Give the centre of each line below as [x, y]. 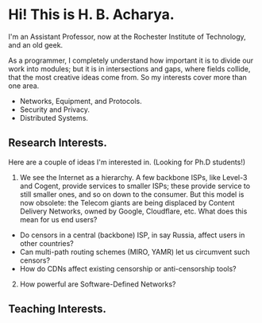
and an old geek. [36, 44]
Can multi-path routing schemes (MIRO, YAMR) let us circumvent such [135, 252]
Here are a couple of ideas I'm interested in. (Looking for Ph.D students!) [127, 162]
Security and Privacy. [54, 110]
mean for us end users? [58, 219]
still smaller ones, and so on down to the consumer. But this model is [132, 194]
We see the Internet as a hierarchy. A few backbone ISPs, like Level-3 [133, 177]
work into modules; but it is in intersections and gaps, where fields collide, [129, 68]
